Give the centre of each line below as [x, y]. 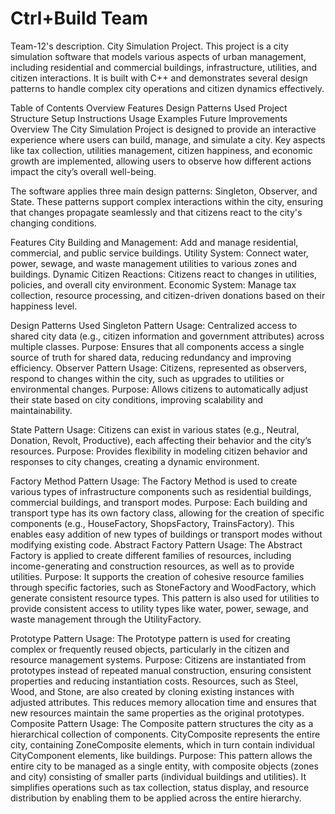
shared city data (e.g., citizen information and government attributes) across [167, 336]
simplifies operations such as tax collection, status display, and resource [160, 787]
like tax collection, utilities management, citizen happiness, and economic [161, 150]
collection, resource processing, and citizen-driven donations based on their [168, 295]
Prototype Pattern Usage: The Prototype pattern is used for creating [150, 638]
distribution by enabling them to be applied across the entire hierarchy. [156, 798]
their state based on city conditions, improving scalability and [137, 399]
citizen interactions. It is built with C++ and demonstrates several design [159, 78]
